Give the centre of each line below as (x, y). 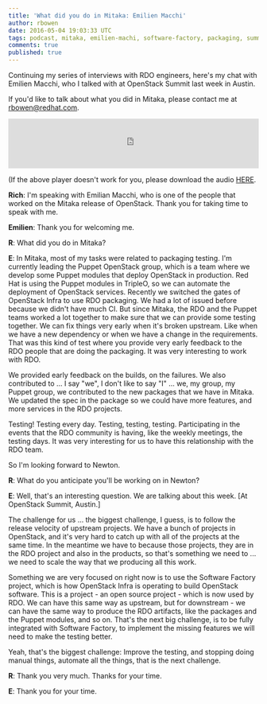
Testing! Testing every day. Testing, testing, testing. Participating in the (124, 424)
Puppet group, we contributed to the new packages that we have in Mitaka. (131, 392)
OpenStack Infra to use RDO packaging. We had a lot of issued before (122, 300)
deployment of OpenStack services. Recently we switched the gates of (124, 292)
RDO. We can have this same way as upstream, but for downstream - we (127, 603)
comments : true (33, 45)
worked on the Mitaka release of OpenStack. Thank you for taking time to (128, 203)
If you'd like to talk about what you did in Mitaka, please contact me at (123, 99)
